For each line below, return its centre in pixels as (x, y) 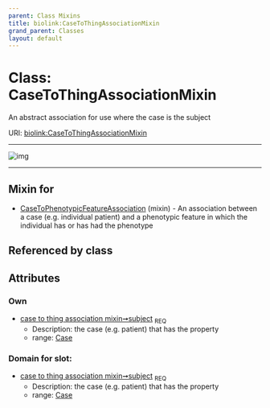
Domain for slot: (40, 358)
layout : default (35, 38)
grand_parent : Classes (46, 31)
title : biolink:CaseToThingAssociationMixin (84, 23)
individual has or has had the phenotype (86, 225)
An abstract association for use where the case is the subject (110, 117)
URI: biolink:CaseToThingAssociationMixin (78, 133)
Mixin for (31, 189)
